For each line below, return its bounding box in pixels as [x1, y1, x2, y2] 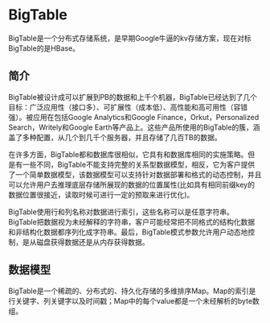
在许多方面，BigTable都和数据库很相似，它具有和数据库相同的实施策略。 [8, 149, 248, 159]
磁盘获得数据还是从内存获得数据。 [35, 237, 149, 246]
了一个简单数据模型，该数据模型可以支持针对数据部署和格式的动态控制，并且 [8, 169, 262, 179]
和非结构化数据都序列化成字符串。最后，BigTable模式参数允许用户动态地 [8, 227, 248, 237]
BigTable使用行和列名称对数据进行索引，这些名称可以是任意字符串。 [8, 207, 235, 217]
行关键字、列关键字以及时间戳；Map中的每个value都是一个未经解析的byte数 [8, 296, 260, 305]
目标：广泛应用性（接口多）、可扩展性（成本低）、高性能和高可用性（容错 [8, 102, 247, 112]
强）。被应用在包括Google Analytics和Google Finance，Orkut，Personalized [8, 112, 260, 122]
